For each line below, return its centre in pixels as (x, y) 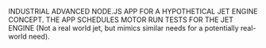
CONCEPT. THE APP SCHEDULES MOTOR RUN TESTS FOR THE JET (121, 20)
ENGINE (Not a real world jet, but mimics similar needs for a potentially (124, 28)
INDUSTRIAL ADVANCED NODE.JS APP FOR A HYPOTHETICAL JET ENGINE (133, 11)
